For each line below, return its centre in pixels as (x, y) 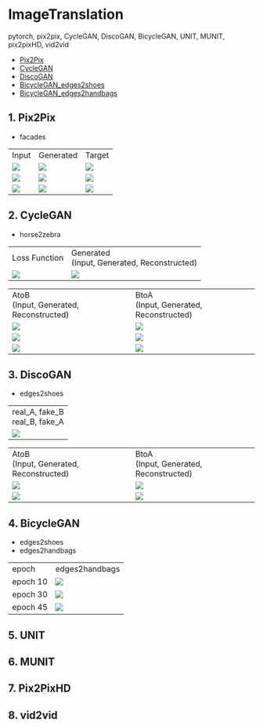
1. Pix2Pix (32, 118)
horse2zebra (40, 234)
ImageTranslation (66, 15)
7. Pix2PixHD (40, 689)
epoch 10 (30, 582)
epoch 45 (30, 608)
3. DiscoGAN (40, 374)
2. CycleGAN (40, 216)
